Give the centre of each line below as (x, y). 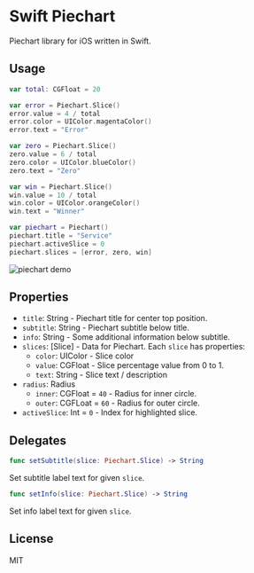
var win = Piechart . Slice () (61, 187)
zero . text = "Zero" (45, 170)
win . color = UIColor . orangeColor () (75, 203)
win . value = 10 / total (53, 195)
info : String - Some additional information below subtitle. (126, 337)
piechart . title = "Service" (61, 236)
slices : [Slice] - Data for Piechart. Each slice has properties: (134, 347)
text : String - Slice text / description (101, 375)
